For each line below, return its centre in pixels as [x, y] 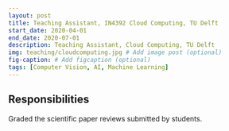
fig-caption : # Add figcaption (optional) [80, 60]
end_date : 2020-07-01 [44, 38]
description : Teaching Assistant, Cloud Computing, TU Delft [112, 45]
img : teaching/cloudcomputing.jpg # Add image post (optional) [115, 52]
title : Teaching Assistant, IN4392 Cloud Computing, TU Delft [113, 23]
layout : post [30, 15]
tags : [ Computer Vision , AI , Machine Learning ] [89, 67]
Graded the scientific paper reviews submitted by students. [105, 118]
